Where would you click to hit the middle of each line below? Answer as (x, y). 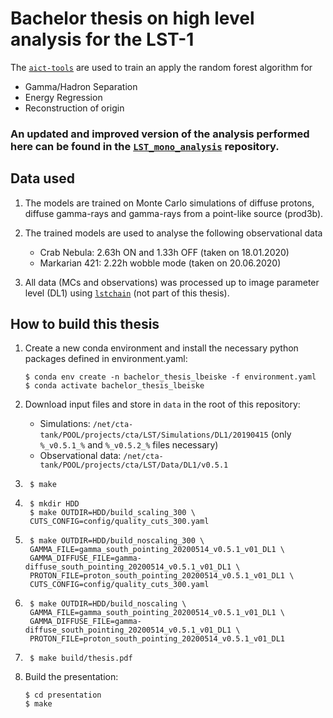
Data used (42, 178)
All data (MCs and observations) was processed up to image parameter (172, 282)
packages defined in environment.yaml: (106, 359)
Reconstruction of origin (74, 108)
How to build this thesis (85, 324)
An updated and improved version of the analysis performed (160, 134)
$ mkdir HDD (54, 504)
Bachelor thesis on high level (132, 18)
